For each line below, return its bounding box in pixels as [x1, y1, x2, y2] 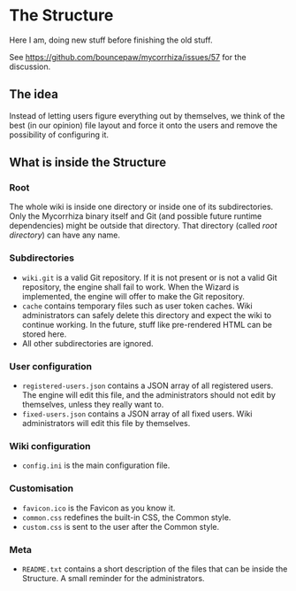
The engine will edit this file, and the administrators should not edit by [21, 390, 276, 400]
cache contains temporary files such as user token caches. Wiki [21, 300, 254, 311]
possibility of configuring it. [9, 129, 109, 140]
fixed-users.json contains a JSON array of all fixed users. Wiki [21, 408, 253, 419]
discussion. [9, 61, 51, 72]
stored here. [21, 329, 67, 339]
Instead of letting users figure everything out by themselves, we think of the [9, 110, 285, 121]
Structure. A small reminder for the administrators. [21, 572, 205, 583]
